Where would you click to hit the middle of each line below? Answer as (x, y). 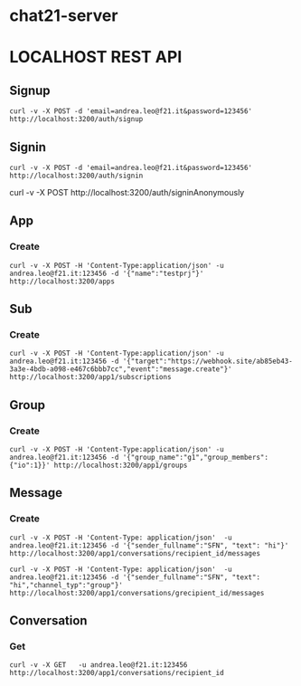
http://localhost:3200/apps (62, 281)
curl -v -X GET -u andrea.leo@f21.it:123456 (99, 665)
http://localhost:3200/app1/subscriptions (90, 377)
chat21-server (64, 16)
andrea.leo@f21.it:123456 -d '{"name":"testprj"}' (107, 273)
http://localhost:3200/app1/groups (121, 466)
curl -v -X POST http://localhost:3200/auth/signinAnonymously (127, 192)
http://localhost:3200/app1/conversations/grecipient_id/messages (137, 593)
